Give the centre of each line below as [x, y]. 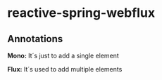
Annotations [35, 39]
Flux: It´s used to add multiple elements [65, 69]
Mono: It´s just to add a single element [63, 55]
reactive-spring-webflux [81, 13]
